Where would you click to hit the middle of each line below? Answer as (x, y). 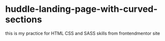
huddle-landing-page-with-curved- (81, 9)
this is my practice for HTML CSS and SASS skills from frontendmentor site (83, 33)
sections (24, 20)
